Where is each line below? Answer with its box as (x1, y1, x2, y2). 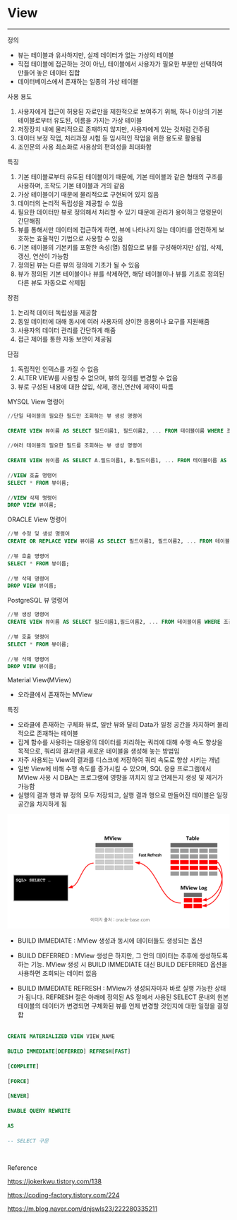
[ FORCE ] (7, 1077, 30, 1085)
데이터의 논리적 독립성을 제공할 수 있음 (17, 199, 123, 207)
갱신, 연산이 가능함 (17, 252, 69, 260)
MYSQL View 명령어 (7, 397, 65, 406)
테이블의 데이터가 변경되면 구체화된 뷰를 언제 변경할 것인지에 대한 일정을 (17, 1002, 216, 1010)
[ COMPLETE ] (7, 1063, 39, 1070)
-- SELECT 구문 (7, 1137, 49, 1144)
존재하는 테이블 (36, 729, 79, 738)
